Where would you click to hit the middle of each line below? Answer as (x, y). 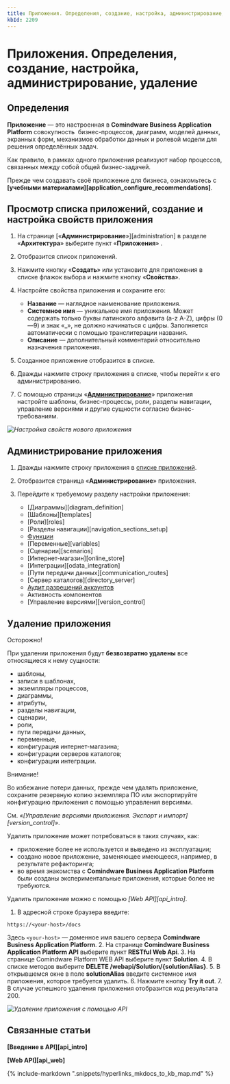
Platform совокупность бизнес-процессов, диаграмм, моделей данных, (114, 131)
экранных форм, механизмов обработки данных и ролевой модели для (112, 139)
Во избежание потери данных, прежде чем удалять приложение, (103, 787)
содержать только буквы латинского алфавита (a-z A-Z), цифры (121, 318)
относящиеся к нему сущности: (54, 660)
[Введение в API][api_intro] (47, 1047)
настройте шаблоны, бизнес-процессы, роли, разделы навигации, (114, 402)
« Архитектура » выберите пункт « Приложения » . (90, 243)
